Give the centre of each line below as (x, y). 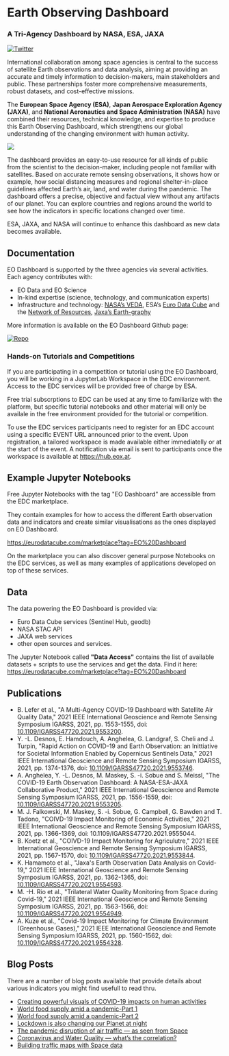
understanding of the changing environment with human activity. (98, 134)
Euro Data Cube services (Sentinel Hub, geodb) (84, 622)
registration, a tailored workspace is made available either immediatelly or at (114, 442)
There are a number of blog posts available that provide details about (104, 981)
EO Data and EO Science (52, 290)
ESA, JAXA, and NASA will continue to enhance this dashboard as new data (113, 224)
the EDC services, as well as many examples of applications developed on (112, 563)
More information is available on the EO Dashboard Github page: (98, 325)
